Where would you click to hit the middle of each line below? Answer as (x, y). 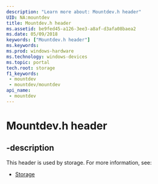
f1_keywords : (23, 74)
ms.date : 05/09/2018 (32, 34)
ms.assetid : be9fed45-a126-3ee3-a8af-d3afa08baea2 (71, 29)
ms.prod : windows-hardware (40, 51)
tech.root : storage (31, 68)
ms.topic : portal (28, 62)
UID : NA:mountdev (28, 17)
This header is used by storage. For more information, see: (79, 162)
